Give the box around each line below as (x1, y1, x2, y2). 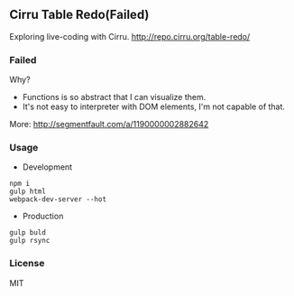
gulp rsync (9, 236, 51, 245)
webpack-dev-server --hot (9, 195, 106, 204)
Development (22, 162, 73, 172)
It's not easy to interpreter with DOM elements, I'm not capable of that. (22, 101, 286, 112)
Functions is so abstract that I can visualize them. (22, 92, 207, 103)
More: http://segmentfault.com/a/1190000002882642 (9, 119, 209, 130)
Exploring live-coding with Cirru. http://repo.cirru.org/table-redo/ (9, 31, 251, 42)
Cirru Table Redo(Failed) (9, 7, 150, 23)
